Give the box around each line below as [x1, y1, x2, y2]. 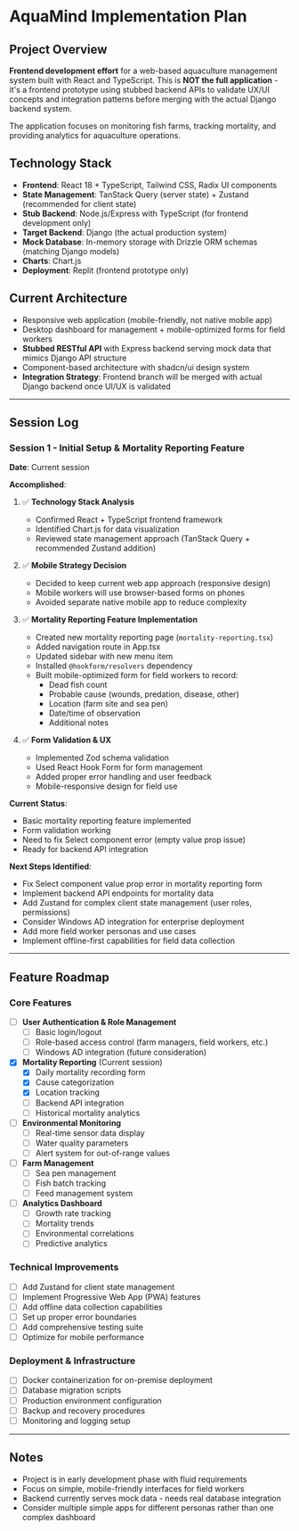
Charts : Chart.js [21, 255, 82, 266]
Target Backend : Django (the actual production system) [21, 227, 228, 237]
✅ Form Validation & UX [21, 734, 112, 746]
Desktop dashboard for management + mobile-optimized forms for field [21, 324, 286, 335]
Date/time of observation [48, 708, 141, 719]
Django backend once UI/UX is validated [21, 381, 171, 392]
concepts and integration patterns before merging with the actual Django [9, 94, 277, 104]
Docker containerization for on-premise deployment [21, 1375, 214, 1386]
